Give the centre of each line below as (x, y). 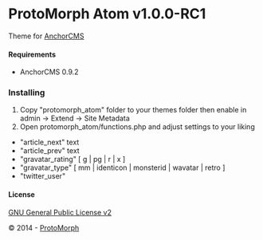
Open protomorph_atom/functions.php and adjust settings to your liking (137, 127)
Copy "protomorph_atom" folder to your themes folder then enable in (133, 110)
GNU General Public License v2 (60, 212)
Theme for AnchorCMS (46, 36)
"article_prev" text (49, 151)
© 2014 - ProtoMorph (44, 227)
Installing (27, 92)
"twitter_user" (43, 176)
